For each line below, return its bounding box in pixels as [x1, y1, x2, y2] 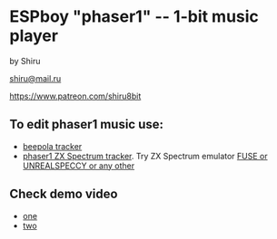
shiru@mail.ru [9, 72, 62, 83]
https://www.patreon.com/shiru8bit [9, 91, 142, 101]
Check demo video [9, 186, 118, 202]
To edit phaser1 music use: [9, 117, 164, 132]
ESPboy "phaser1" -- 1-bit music [9, 6, 259, 27]
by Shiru [9, 55, 41, 66]
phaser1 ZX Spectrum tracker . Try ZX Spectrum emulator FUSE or [22, 150, 268, 161]
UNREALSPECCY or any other [22, 160, 135, 171]
